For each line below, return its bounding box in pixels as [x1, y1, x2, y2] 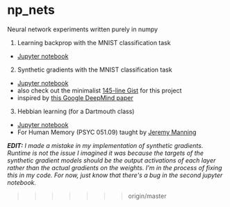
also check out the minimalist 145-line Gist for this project [17, 86, 182, 94]
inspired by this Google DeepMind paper [17, 93, 133, 102]
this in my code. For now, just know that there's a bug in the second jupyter [7, 171, 223, 179]
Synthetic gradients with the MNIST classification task [17, 65, 172, 74]
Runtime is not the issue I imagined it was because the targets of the [7, 149, 204, 157]
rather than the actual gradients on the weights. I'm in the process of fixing [7, 163, 222, 172]
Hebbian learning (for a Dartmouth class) [17, 107, 135, 115]
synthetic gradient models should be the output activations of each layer [7, 156, 216, 165]
